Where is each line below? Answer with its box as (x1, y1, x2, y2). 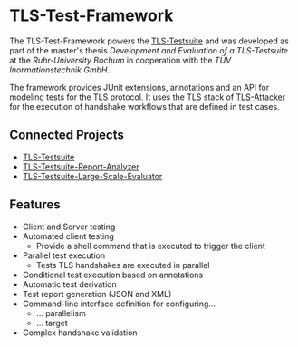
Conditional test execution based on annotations (22, 269, 204, 280)
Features (9, 197, 61, 213)
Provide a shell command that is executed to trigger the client (35, 240, 265, 251)
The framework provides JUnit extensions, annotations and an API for (9, 82, 270, 92)
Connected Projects (9, 128, 125, 143)
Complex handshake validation (22, 327, 138, 338)
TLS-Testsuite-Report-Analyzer (22, 160, 139, 172)
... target (35, 317, 68, 328)
